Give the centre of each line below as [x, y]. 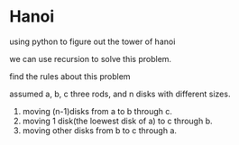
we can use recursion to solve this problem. [91, 59]
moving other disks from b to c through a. [100, 130]
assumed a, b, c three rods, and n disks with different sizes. [120, 94]
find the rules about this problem [70, 76]
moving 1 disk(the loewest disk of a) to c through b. [118, 121]
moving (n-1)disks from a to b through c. [97, 111]
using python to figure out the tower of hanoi [92, 41]
